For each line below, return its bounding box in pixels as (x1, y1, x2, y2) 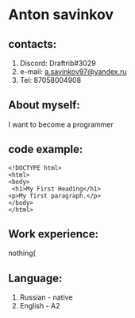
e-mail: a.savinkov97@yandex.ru (19, 67, 127, 77)
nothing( (8, 249, 36, 258)
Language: (8, 271, 63, 285)
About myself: (8, 98, 81, 112)
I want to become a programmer (8, 120, 114, 129)
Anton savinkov (8, 6, 114, 24)
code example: (8, 143, 83, 156)
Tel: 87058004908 (19, 76, 82, 84)
